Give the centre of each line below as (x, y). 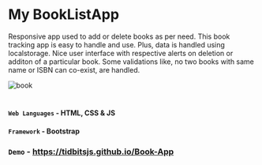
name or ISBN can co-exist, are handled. (74, 69)
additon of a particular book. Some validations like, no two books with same (131, 62)
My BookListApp (64, 15)
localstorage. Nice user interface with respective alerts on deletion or (121, 53)
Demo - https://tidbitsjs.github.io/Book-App (91, 152)
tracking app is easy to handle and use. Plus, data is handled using (116, 44)
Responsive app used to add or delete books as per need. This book (119, 36)
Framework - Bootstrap (44, 131)
